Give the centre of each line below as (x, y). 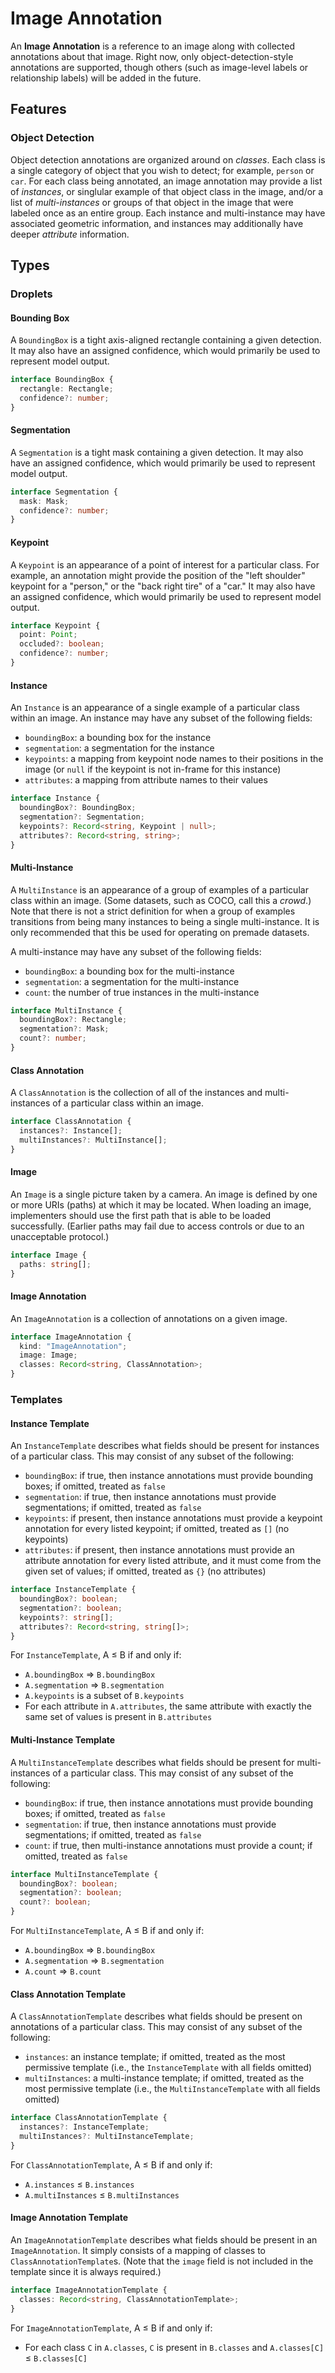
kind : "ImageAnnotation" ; (73, 1346)
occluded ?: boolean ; (62, 644)
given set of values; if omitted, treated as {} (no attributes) (145, 1571)
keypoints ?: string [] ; (66, 1617)
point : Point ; (48, 635)
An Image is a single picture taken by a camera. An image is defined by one (164, 1194)
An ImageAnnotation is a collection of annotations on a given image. (149, 1318)
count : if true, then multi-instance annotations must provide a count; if (168, 1845)
